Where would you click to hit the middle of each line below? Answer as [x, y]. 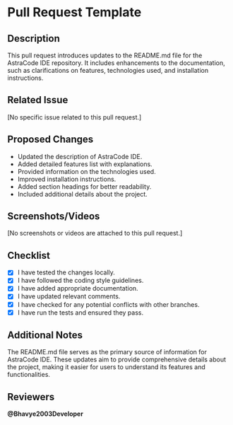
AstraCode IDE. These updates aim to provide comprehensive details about [117, 360]
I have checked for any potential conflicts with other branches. [108, 304]
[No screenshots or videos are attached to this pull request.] [95, 233]
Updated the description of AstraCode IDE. [80, 156]
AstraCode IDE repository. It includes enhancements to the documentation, [116, 63]
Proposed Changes [50, 140]
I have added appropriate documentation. [78, 289]
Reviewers [31, 397]
